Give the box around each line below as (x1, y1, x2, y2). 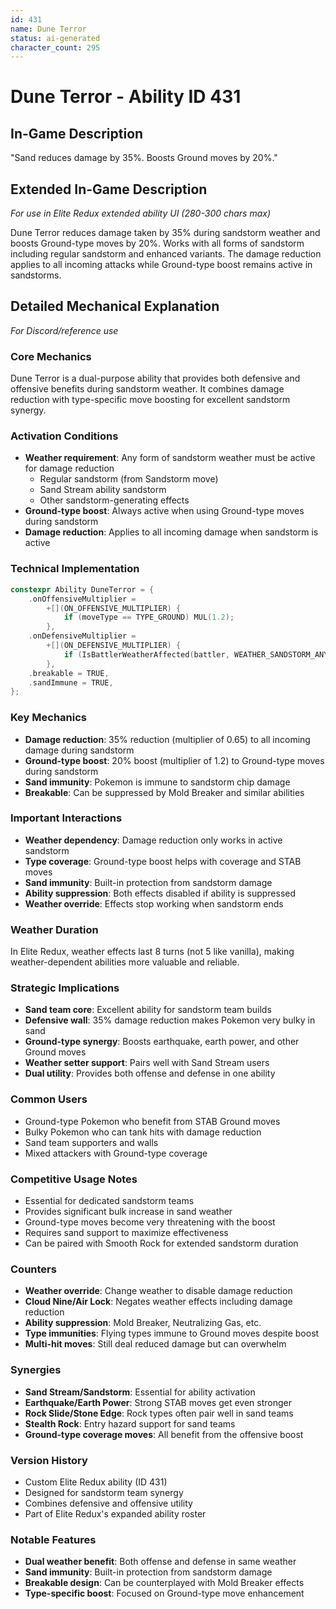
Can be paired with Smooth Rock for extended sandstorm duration (24, 1237, 299, 1250)
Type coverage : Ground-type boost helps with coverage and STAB (24, 855, 302, 867)
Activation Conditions (10, 429, 119, 443)
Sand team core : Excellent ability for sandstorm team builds (24, 1004, 272, 1016)
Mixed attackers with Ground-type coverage (24, 1147, 208, 1159)
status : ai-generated (10, 33, 101, 43)
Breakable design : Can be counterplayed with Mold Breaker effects (24, 1577, 305, 1589)
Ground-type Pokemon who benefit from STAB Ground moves (24, 1115, 281, 1127)
